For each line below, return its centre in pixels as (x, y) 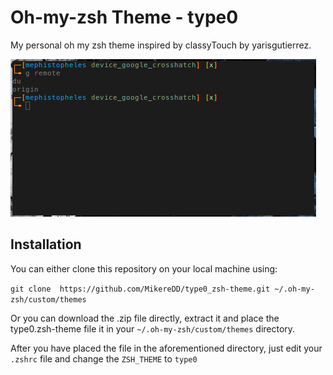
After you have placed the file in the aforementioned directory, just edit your (166, 348)
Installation (46, 244)
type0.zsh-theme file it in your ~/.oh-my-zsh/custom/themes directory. (153, 328)
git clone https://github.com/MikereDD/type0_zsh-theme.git (140, 289)
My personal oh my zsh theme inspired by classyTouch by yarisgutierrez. (161, 45)
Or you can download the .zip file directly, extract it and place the (145, 318)
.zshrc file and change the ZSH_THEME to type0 (104, 358)
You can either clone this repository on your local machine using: (144, 268)
